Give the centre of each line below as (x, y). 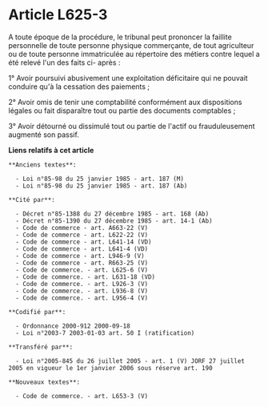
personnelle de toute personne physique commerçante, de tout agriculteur (131, 45)
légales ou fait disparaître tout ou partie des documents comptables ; (122, 111)
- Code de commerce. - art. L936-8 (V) (82, 291)
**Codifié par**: (37, 312)
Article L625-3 (58, 15)
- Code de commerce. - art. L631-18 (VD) (86, 277)
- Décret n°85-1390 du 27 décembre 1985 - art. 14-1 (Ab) (114, 221)
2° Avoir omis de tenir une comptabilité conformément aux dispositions (125, 102)
